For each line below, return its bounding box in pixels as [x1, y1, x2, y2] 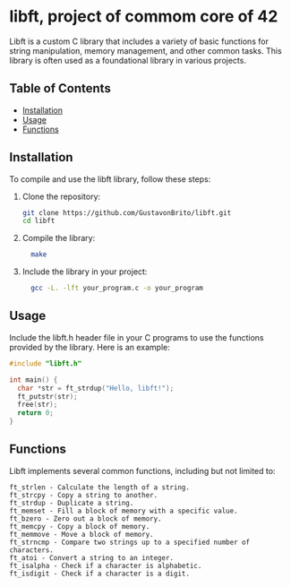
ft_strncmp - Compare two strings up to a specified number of [9, 538, 251, 547]
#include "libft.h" [9, 358, 82, 368]
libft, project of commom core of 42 [9, 6, 278, 27]
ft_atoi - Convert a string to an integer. [9, 553, 175, 562]
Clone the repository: [21, 191, 101, 202]
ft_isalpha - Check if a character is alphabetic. [9, 561, 202, 570]
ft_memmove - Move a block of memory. [9, 530, 154, 539]
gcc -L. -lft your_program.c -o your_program [30, 284, 204, 293]
